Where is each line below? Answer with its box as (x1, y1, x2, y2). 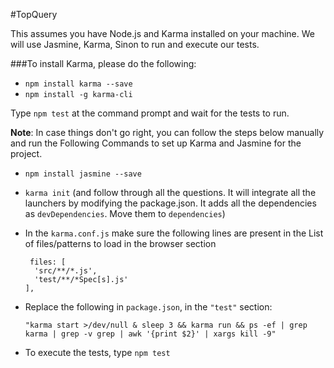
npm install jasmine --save (24, 169, 142, 179)
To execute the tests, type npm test (24, 347, 171, 358)
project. (10, 148, 43, 159)
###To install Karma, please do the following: (10, 58, 197, 69)
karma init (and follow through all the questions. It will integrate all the (24, 187, 317, 198)
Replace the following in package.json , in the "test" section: (24, 301, 273, 313)
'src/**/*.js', (34, 266, 98, 276)
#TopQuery (10, 9, 58, 20)
